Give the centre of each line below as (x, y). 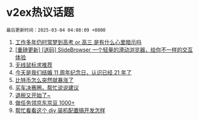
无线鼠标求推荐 (34, 65)
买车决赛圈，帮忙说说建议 (47, 87)
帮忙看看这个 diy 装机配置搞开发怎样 (60, 110)
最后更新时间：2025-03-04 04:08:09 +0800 (56, 30)
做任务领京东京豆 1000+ (45, 102)
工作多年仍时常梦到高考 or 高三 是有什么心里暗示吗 (78, 42)
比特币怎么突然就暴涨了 (44, 80)
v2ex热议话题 (40, 12)
